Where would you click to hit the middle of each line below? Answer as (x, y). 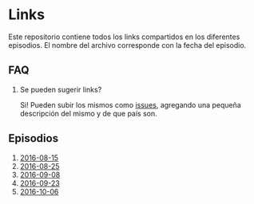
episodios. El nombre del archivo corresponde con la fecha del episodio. (127, 45)
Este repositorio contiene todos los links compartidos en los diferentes (124, 37)
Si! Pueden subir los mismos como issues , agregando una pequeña (130, 104)
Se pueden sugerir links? (61, 89)
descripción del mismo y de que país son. (88, 113)
